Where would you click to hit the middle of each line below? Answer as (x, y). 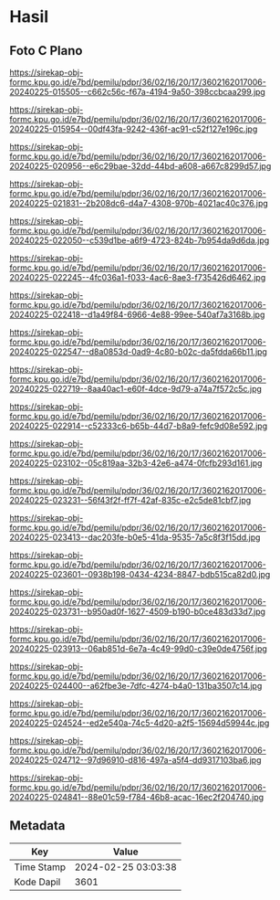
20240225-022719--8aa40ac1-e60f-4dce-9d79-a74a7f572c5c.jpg (136, 389)
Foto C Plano (46, 51)
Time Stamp (40, 867)
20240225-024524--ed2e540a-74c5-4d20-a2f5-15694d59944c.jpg (140, 723)
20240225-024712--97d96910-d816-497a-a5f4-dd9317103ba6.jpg (135, 760)
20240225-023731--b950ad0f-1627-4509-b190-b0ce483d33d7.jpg (138, 611)
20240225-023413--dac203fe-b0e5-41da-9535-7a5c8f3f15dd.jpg (135, 537)
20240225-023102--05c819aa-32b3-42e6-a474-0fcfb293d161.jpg (136, 463)
